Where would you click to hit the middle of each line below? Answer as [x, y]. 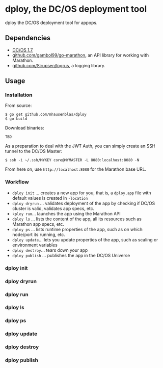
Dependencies [28, 38]
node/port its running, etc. [39, 235]
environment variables [35, 245]
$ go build [16, 119]
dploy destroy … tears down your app [50, 250]
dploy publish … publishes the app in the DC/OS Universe [71, 255]
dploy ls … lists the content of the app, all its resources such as [77, 219]
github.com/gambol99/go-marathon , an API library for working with [81, 55]
